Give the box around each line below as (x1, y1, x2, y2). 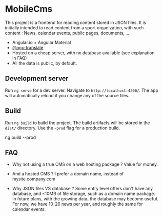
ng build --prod (5, 134, 36, 140)
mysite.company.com (12, 176, 56, 182)
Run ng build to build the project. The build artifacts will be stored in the (5, 120, 150, 126)
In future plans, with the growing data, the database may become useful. (12, 196, 159, 202)
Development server (5, 74, 69, 83)
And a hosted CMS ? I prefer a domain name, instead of (12, 171, 124, 177)
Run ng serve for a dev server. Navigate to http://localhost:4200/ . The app (5, 87, 159, 93)
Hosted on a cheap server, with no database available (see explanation (12, 50, 155, 56)
